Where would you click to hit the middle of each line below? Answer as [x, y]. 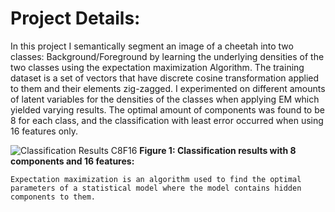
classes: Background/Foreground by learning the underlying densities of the [167, 56]
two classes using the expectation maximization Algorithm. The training [157, 67]
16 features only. [44, 131]
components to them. [53, 197]
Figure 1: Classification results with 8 [218, 150]
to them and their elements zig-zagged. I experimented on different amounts [168, 88]
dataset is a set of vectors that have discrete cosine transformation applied [165, 78]
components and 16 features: [72, 161]
